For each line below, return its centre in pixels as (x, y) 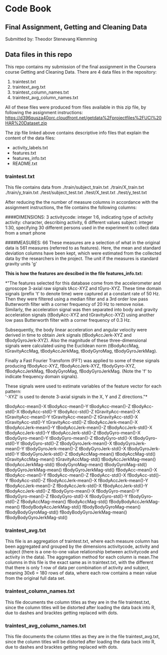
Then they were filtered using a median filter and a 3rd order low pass (77, 299)
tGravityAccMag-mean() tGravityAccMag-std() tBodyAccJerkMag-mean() (81, 459)
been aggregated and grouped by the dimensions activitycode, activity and (82, 546)
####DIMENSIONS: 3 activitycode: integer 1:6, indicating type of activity (79, 217)
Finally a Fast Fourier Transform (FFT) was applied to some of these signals (83, 361)
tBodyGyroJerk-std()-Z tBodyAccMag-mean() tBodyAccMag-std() (88, 454)
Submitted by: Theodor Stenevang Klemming (51, 39)
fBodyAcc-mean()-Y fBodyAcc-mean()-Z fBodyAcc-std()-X (66, 475)
